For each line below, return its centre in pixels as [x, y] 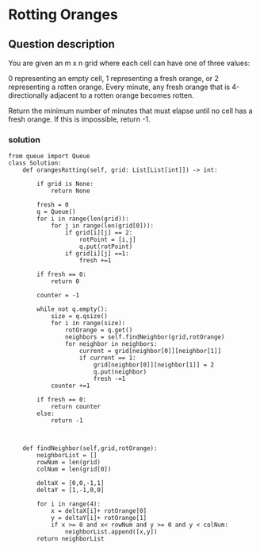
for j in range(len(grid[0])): [102, 226]
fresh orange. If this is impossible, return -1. [79, 119]
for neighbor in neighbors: [111, 344]
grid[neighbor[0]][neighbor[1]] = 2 [154, 365]
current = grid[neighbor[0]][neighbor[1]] [150, 351]
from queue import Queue [49, 157]
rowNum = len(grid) [69, 463]
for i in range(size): [88, 324]
